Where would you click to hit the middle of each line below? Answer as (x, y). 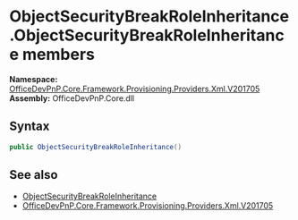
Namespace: (34, 79)
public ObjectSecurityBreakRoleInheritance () (95, 147)
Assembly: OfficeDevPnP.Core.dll (72, 98)
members (59, 55)
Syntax (30, 127)
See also (34, 175)
